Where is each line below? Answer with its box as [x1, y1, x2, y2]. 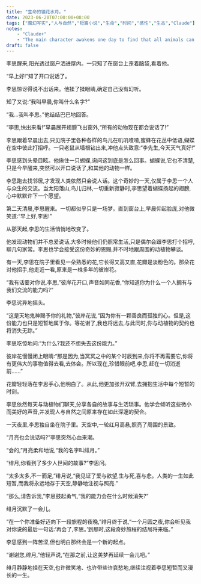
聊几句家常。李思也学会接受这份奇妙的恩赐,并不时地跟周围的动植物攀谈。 [6, 245, 187, 253]
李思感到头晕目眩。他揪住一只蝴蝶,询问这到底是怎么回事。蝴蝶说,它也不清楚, [6, 157, 195, 164]
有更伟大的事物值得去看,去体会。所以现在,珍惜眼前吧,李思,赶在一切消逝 [6, 359, 181, 367]
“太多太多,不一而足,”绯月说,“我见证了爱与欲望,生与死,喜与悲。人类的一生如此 [6, 472, 194, 479]
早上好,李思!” [20, 212, 52, 220]
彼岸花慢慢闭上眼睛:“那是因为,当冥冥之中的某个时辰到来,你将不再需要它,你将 [6, 352, 193, 359]
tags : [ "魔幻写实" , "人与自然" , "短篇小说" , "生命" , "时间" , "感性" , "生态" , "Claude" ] [6, 20, 195, 26]
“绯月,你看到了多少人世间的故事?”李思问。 [6, 459, 110, 467]
